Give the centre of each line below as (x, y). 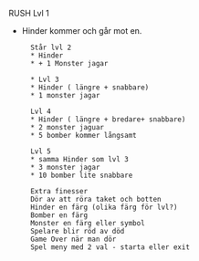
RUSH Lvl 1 (29, 13)
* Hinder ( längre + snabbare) (90, 88)
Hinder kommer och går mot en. (82, 31)
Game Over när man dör (73, 239)
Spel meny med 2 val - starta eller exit (110, 247)
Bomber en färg (59, 215)
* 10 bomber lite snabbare (82, 175)
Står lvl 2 (51, 47)
